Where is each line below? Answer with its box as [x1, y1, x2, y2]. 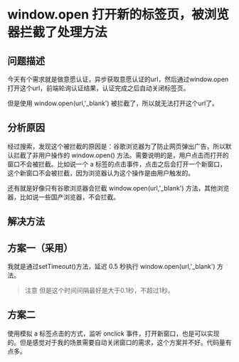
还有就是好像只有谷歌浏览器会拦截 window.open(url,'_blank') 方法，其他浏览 [7, 183, 230, 192]
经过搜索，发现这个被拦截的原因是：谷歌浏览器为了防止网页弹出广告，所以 [7, 142, 225, 150]
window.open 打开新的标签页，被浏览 [7, 6, 229, 23]
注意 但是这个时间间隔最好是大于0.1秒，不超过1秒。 [24, 286, 174, 295]
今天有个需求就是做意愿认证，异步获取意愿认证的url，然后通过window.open [7, 75, 229, 83]
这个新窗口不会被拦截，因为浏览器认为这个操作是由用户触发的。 [7, 169, 194, 177]
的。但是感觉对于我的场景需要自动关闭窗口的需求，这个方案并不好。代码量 [7, 338, 225, 346]
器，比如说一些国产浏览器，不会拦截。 [7, 193, 119, 201]
